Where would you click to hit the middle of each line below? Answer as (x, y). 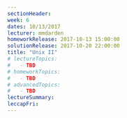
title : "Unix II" (32, 53)
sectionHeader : (29, 14)
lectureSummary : (31, 98)
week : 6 (18, 20)
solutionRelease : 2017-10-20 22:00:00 (63, 46)
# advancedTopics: (34, 85)
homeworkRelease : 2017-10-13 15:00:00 (63, 40)
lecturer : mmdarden (36, 33)
